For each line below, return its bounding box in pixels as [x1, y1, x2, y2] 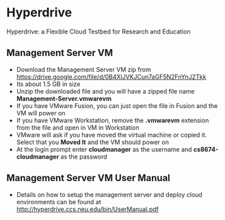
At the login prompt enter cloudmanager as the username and [16, 145, 192, 153]
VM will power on [16, 109, 66, 117]
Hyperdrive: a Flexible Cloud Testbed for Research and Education [6, 27, 191, 36]
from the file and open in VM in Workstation [16, 123, 140, 131]
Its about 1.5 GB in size [16, 80, 81, 88]
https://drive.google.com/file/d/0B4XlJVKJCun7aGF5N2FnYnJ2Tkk [16, 72, 207, 81]
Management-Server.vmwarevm [16, 94, 112, 102]
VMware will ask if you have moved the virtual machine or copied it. [16, 130, 207, 139]
